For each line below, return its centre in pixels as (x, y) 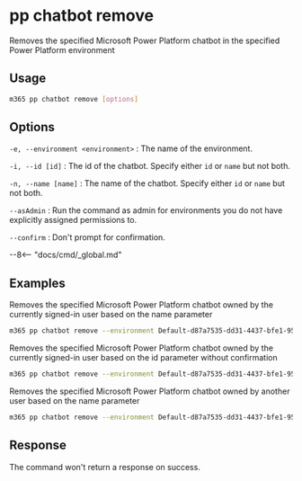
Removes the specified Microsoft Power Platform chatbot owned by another (150, 391)
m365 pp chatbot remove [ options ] (74, 99)
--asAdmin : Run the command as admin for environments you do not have (146, 210)
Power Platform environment (62, 49)
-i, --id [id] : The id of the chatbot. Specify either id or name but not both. (150, 166)
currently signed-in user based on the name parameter (111, 315)
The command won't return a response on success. (105, 467)
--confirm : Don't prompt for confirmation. (88, 237)
